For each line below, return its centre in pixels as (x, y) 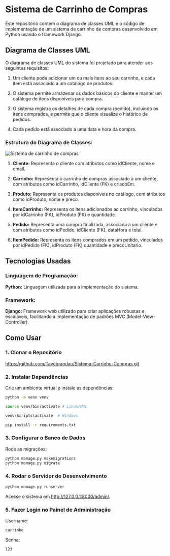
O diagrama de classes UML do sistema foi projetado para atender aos (79, 63)
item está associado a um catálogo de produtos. (63, 83)
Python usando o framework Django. (44, 34)
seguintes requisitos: (27, 68)
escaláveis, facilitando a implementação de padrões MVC (65, 316)
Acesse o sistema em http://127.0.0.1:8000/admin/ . (58, 496)
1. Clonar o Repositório (33, 353)
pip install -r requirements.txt (41, 425)
